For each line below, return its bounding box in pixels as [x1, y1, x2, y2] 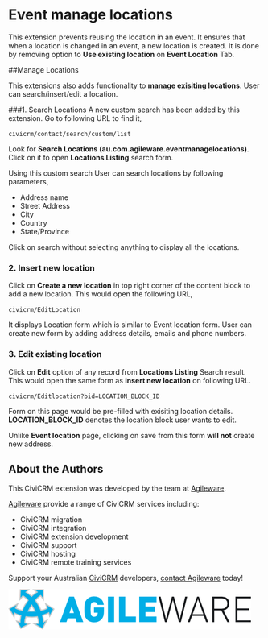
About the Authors [8, 462, 104, 476]
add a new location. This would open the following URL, [8, 289, 193, 299]
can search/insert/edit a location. [8, 89, 118, 98]
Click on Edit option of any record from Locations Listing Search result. [8, 367, 247, 376]
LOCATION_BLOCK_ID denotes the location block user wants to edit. [8, 415, 237, 425]
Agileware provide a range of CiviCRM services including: [8, 499, 200, 509]
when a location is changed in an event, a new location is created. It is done [8, 40, 260, 50]
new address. [8, 439, 54, 449]
